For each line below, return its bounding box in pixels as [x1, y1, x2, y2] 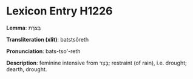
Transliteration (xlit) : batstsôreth [6, 36, 89, 43]
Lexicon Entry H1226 [6, 4, 113, 18]
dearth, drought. [6, 65, 47, 73]
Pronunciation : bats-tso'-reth [6, 47, 81, 55]
